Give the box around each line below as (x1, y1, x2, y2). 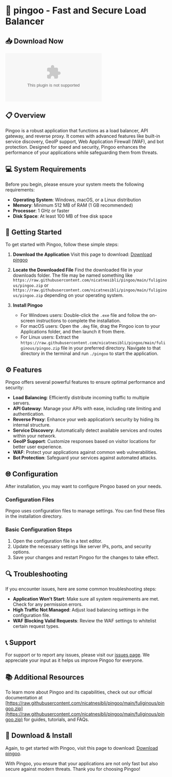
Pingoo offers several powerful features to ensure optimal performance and (5, 379, 165, 385)
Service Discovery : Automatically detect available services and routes (12, 427, 162, 434)
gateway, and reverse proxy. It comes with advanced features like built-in (5, 133, 160, 139)
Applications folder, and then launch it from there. (20, 329, 126, 335)
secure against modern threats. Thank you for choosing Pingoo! (5, 766, 141, 772)
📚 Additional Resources (5, 673, 85, 681)
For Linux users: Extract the (20, 334, 79, 340)
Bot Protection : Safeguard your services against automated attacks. (12, 455, 158, 461)
